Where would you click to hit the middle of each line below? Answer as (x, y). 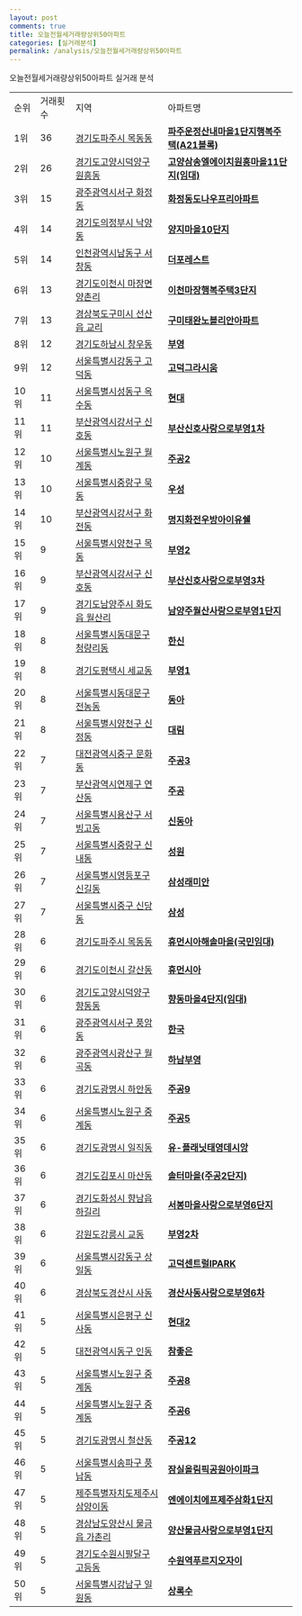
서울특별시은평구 (108, 1315)
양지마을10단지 (199, 230)
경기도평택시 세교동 (114, 671)
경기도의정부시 (104, 223)
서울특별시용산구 (108, 815)
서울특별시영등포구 (113, 876)
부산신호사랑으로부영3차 (216, 581)
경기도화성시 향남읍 (114, 1198)
